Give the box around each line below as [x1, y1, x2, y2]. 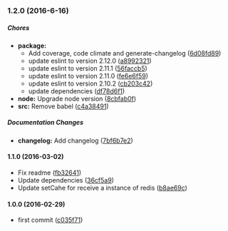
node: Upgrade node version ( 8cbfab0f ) [17, 94, 137, 103]
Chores [7, 24, 30, 32]
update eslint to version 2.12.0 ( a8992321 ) [28, 56, 152, 65]
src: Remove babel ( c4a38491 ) [17, 102, 109, 111]
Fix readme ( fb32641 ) [17, 168, 82, 177]
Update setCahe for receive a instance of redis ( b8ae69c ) [17, 184, 187, 192]
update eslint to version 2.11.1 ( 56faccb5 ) [28, 63, 147, 73]
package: [17, 41, 47, 50]
